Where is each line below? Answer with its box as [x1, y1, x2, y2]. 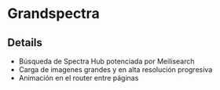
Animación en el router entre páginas [18, 74, 139, 82]
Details [7, 36, 42, 49]
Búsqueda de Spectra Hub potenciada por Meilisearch [18, 56, 195, 66]
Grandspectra [7, 5, 100, 23]
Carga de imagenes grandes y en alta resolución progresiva [18, 65, 213, 74]
